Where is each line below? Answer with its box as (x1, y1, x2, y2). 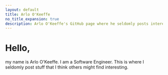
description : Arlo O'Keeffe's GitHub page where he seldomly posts (5, 21, 149, 26)
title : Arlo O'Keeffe (5, 12, 50, 17)
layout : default (5, 7, 39, 12)
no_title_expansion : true (5, 16, 59, 21)
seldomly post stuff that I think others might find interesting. (5, 64, 128, 70)
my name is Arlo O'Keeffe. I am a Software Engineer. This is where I (5, 59, 144, 65)
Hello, (5, 43, 30, 54)
